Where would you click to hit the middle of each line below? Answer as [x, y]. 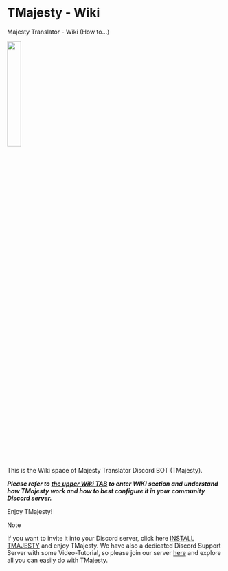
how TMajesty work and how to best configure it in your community [106, 491]
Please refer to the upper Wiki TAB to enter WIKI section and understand [113, 484]
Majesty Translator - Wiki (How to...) [58, 32]
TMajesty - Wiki [54, 13]
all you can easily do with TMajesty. [58, 560]
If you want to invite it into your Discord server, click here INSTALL [101, 538]
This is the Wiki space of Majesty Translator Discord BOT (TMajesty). [105, 470]
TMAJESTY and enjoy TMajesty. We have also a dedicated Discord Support [114, 546]
